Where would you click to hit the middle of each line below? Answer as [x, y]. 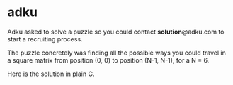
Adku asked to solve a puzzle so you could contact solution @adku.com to [116, 32]
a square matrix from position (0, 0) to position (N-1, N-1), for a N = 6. [108, 60]
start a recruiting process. [45, 39]
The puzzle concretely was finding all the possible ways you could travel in [117, 53]
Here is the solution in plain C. [51, 74]
